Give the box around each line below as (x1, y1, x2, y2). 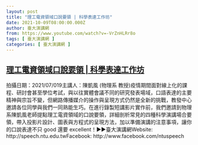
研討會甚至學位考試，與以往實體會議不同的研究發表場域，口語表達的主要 (16, 89, 192, 96)
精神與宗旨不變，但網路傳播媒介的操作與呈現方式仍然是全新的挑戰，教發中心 (6, 96, 192, 103)
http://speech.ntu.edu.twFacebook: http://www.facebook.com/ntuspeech (6, 132, 184, 139)
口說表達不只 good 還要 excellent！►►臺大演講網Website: (11, 126, 153, 133)
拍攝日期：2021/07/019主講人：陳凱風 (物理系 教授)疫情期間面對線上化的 (6, 81, 183, 88)
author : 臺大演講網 (6, 25, 49, 31)
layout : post (6, 8, 38, 15)
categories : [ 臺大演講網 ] (6, 42, 71, 48)
